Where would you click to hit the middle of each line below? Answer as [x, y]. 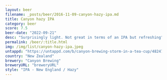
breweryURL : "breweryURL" [32, 65]
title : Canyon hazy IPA [30, 19]
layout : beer [19, 10]
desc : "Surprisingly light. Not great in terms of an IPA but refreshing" [84, 38]
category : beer [21, 24]
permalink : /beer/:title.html [37, 42]
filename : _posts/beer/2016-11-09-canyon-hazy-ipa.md [62, 14]
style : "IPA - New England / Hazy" [42, 70]
